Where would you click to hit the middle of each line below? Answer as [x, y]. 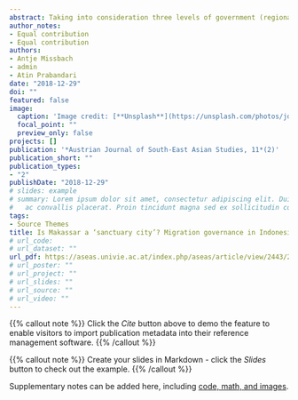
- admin [24, 68]
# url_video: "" [39, 299]
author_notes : [35, 26]
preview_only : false [55, 133]
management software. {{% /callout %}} [83, 342]
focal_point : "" [47, 125]
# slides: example [43, 191]
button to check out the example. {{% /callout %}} [101, 369]
